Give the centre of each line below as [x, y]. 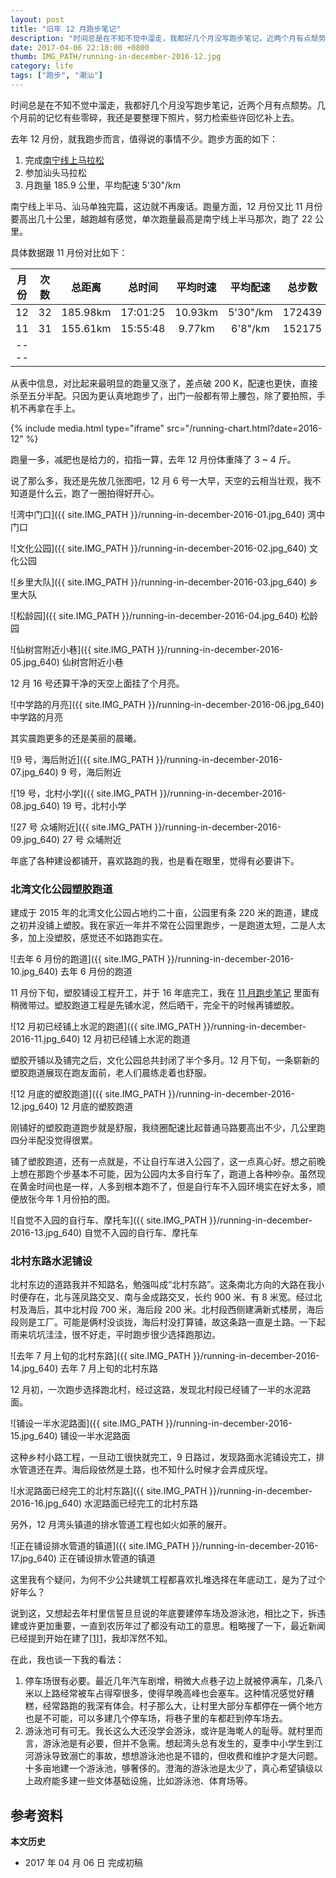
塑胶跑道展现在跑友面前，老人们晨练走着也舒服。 [111, 1073]
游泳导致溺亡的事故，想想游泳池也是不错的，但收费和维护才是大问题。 [178, 1756]
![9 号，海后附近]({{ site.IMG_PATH [82, 759]
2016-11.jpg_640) [45, 1039]
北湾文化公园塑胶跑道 [61, 889]
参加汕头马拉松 [55, 172]
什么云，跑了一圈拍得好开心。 [98, 493]
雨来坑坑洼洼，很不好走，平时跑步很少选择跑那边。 [115, 1335]
